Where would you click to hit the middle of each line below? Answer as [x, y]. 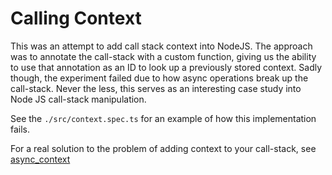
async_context [40, 159]
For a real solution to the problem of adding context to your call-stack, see [163, 148]
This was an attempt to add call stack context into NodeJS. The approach [161, 46]
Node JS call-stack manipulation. [78, 99]
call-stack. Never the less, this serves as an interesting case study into [156, 88]
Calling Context [76, 18]
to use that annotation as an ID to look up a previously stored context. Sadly [166, 67]
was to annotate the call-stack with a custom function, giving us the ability [163, 56]
